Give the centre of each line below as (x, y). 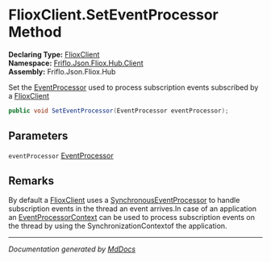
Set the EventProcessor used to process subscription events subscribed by (133, 87)
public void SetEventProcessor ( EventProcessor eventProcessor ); (119, 111)
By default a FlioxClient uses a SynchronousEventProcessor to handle (124, 201)
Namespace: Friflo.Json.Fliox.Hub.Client (76, 63)
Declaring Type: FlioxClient (54, 54)
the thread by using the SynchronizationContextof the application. (118, 226)
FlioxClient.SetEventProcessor (114, 15)
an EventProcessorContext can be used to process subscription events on (132, 218)
